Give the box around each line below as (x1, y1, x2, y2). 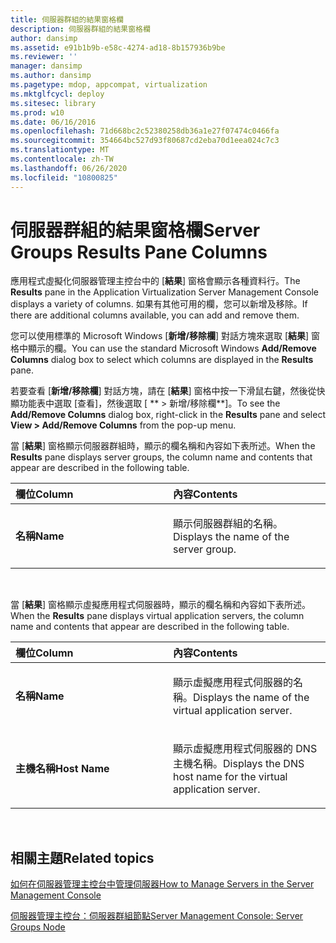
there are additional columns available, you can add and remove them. (10, 309, 300, 321)
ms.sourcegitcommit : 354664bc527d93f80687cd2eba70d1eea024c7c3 (10, 136, 280, 146)
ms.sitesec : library (10, 98, 97, 108)
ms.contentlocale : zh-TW (10, 154, 114, 164)
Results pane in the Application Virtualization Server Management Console (10, 286, 320, 298)
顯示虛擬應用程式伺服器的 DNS (173, 742, 318, 756)
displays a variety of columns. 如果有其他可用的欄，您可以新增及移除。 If (10, 298, 308, 310)
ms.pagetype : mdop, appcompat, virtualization (10, 80, 208, 90)
